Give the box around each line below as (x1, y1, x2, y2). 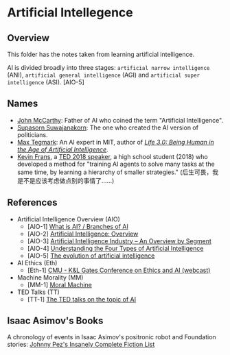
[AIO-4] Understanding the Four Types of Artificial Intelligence (27, 244, 204, 252)
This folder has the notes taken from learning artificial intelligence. (7, 50, 195, 58)
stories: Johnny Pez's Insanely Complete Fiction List (7, 341, 155, 349)
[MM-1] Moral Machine (27, 280, 93, 289)
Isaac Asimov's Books (7, 315, 104, 327)
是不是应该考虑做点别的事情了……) (16, 176, 115, 184)
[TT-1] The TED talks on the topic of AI (27, 295, 136, 303)
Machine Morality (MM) (16, 273, 84, 282)
